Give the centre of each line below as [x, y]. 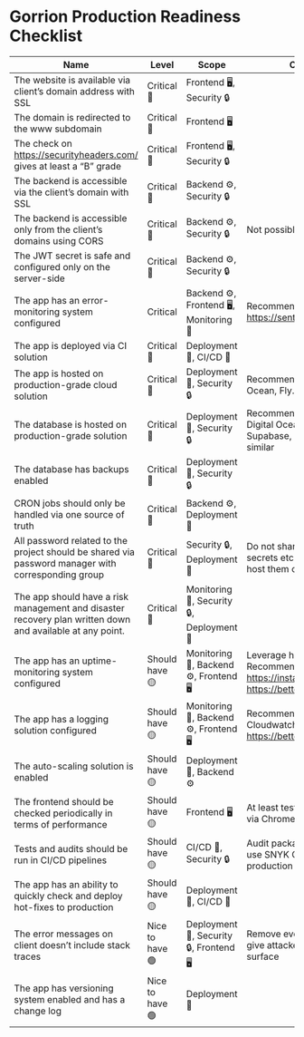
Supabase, [269, 435]
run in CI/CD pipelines [60, 860]
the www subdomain [58, 129]
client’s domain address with [75, 91]
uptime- [100, 661]
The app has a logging [61, 720]
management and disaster [69, 608]
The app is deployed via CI [71, 345]
